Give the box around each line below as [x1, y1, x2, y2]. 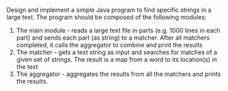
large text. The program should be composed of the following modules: [6, 13, 207, 21]
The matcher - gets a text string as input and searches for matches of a [16, 48, 218, 56]
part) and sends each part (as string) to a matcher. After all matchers [16, 34, 210, 42]
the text [16, 63, 38, 70]
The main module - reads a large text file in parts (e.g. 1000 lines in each [16, 27, 220, 34]
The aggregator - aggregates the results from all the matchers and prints [16, 70, 221, 78]
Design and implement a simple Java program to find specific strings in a [6, 6, 212, 14]
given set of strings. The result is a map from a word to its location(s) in [16, 55, 218, 64]
